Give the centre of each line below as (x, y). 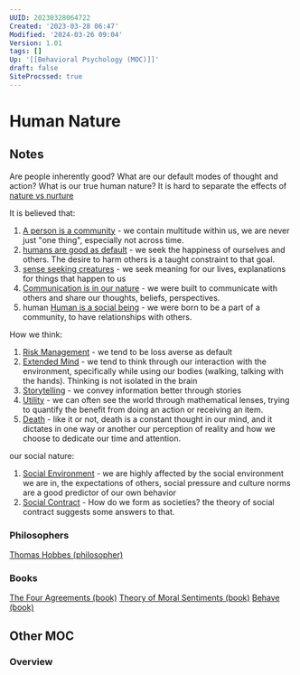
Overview (31, 661)
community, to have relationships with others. (107, 316)
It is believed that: (42, 212)
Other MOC (42, 636)
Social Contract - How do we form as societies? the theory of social (149, 502)
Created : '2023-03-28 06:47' (64, 26)
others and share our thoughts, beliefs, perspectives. (121, 297)
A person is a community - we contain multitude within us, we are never (156, 230)
